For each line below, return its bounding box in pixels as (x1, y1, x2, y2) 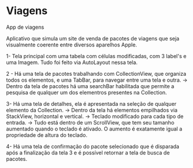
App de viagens (6, 23, 44, 31)
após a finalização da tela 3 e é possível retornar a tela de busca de (6, 149, 170, 156)
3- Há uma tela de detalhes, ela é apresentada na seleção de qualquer (6, 100, 177, 107)
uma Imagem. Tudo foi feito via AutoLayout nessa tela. (6, 59, 138, 66)
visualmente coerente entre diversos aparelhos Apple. (6, 41, 137, 48)
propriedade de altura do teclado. (6, 131, 88, 139)
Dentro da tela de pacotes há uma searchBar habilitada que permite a (6, 82, 175, 89)
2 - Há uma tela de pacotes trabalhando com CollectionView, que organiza (6, 70, 187, 77)
